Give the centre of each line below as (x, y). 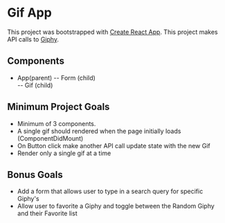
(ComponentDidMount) (50, 138)
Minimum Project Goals (58, 107)
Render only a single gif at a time (64, 153)
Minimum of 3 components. (56, 123)
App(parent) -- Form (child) (56, 78)
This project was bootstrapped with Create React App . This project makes (112, 32)
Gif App (29, 13)
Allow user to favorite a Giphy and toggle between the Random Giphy (116, 206)
